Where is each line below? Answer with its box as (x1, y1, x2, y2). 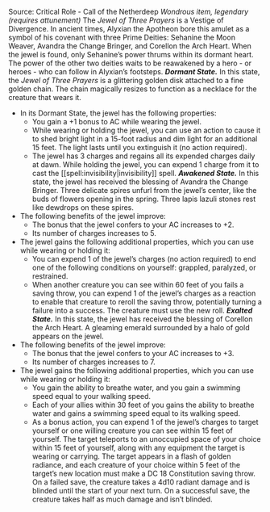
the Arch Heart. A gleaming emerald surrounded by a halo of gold (31, 323, 250, 332)
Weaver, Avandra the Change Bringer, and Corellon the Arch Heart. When (8, 41, 251, 51)
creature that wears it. (8, 93, 82, 102)
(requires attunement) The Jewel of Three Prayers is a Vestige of (8, 15, 224, 25)
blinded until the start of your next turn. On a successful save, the (31, 486, 251, 495)
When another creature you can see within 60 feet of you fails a (31, 280, 244, 289)
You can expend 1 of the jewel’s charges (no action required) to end (31, 254, 256, 263)
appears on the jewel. (31, 331, 105, 341)
